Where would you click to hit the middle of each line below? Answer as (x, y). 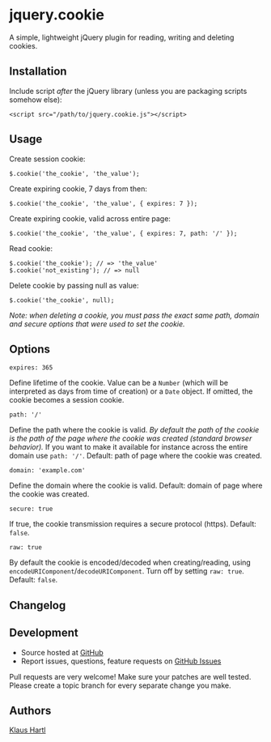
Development (44, 633)
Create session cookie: (47, 159)
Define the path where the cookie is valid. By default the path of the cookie (134, 430)
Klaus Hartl (28, 730)
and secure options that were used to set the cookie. (97, 324)
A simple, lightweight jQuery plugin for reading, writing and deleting (122, 37)
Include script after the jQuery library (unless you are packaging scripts (128, 91)
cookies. (23, 45)
